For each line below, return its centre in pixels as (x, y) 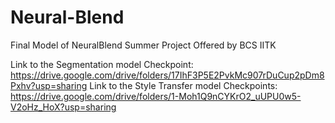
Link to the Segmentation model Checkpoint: (102, 64)
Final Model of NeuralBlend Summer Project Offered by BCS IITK (143, 45)
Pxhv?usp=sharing (49, 85)
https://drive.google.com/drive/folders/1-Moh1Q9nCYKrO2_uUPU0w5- (156, 96)
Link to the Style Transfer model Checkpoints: (183, 85)
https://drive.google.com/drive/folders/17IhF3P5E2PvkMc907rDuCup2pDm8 (167, 75)
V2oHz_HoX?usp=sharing (63, 107)
